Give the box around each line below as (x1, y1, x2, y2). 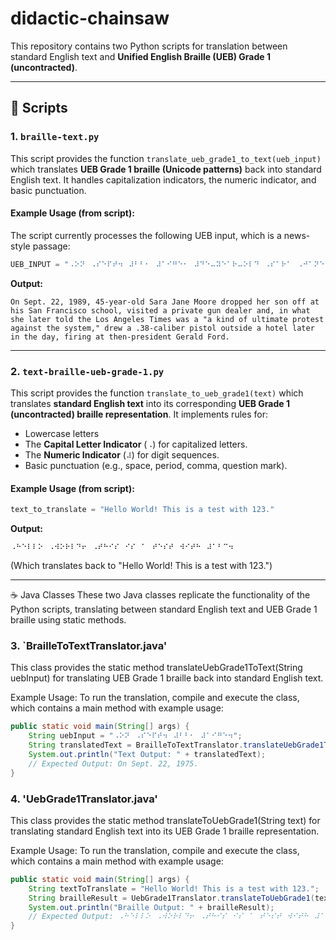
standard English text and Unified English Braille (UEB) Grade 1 (10, 50, 271, 62)
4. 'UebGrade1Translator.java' (10, 792, 158, 806)
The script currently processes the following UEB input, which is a (10, 229, 282, 241)
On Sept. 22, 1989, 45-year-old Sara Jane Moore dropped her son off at (10, 297, 320, 307)
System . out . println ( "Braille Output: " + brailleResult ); (28, 902, 275, 912)
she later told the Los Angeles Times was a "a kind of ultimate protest (10, 314, 325, 324)
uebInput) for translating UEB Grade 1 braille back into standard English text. (10, 672, 324, 684)
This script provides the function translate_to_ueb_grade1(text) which (10, 387, 304, 399)
